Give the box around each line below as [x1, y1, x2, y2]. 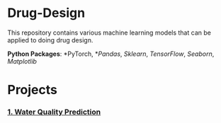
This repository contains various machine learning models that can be [7, 28, 211, 37]
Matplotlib [7, 57, 38, 65]
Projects [7, 82, 58, 98]
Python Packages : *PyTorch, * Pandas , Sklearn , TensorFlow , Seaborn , [7, 49, 215, 58]
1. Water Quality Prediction [7, 107, 101, 117]
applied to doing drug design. [7, 35, 93, 44]
